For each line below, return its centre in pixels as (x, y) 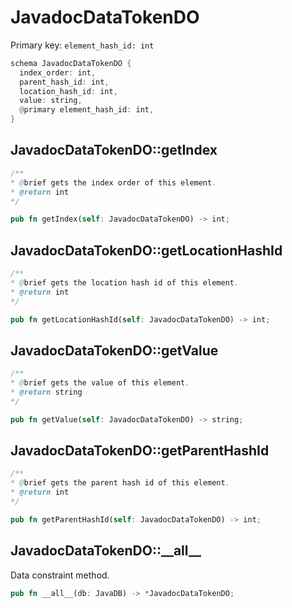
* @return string (46, 392)
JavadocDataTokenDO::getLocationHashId (146, 250)
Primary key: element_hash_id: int (82, 45)
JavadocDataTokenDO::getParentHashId (140, 451)
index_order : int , (58, 72)
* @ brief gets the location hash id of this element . (125, 282)
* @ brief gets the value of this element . (100, 383)
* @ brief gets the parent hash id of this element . (120, 483)
